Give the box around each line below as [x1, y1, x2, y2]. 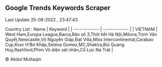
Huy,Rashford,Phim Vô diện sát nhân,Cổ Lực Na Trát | [5, 47, 113, 52]
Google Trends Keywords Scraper [5, 4, 110, 12]
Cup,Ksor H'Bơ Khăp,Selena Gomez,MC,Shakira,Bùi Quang [5, 41, 125, 48]
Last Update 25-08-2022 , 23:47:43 [5, 17, 78, 22]
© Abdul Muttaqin [5, 56, 42, 62]
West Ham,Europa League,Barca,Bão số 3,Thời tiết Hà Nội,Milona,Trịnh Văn [5, 31, 157, 37]
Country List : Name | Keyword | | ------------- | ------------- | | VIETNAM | [5, 26, 158, 32]
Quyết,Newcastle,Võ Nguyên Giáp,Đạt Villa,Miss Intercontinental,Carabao [5, 36, 154, 42]
